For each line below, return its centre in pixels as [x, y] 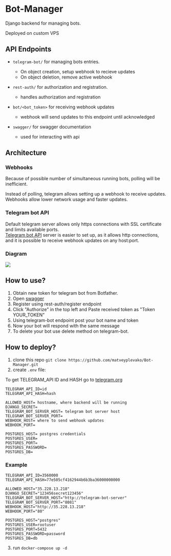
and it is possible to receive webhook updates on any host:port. [72, 240]
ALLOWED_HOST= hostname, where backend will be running [66, 402]
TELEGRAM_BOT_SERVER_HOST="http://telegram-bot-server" [66, 498]
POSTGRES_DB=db [22, 538]
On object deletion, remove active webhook [66, 77]
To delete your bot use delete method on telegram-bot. [71, 331]
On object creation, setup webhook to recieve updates [78, 71]
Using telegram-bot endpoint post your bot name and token [76, 320]
